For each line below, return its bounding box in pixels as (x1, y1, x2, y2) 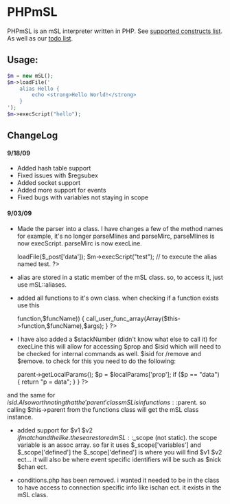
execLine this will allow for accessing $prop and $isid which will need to (16, 342, 222, 351)
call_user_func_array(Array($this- (85, 314, 181, 322)
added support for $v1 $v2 (16, 426, 93, 434)
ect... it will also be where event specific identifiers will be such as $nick (16, 455, 222, 463)
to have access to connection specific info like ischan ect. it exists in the (16, 483, 222, 492)
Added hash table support (16, 164, 91, 173)
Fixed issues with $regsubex (16, 171, 98, 179)
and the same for (7, 391, 56, 399)
